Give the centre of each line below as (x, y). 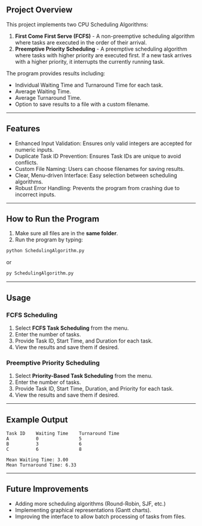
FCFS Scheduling (32, 315)
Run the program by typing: (49, 240)
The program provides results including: (56, 73)
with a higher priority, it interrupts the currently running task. (90, 61)
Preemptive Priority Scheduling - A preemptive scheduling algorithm (101, 49)
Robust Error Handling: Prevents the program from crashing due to (97, 188)
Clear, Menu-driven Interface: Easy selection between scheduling (96, 175)
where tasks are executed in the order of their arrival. (81, 42)
